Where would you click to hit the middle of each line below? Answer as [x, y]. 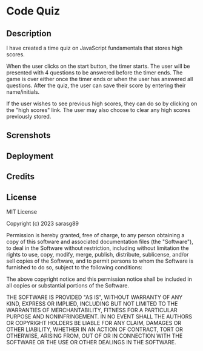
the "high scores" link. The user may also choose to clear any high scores [98, 110]
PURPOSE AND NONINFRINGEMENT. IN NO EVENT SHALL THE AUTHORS [99, 317]
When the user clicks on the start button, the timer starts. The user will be [98, 66]
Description [29, 34]
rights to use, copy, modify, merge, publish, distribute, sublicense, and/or [98, 254]
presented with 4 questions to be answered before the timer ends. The [95, 73]
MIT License [22, 212]
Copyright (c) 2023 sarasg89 [42, 223]
